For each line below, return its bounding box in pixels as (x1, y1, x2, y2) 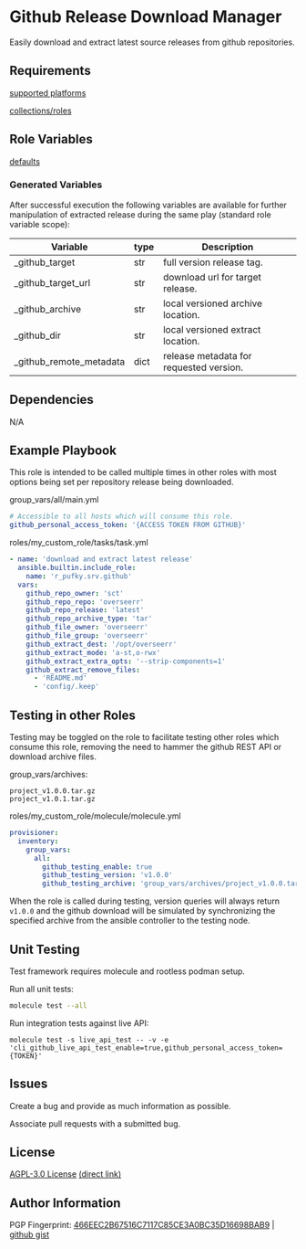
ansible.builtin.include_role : (17, 564, 137, 573)
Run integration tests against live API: (9, 1017, 149, 1029)
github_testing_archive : (42, 879, 137, 888)
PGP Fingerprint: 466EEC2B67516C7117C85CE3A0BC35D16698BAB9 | (9, 1220, 275, 1231)
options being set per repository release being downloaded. (9, 477, 234, 488)
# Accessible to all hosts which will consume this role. (9, 512, 234, 522)
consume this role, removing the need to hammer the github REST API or (9, 742, 282, 753)
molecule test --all (9, 1000, 88, 1011)
